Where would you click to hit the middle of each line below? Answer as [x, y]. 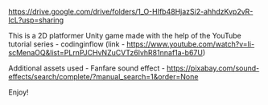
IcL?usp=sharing [36, 20]
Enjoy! [19, 92]
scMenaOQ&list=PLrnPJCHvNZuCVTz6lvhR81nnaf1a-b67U [106, 52]
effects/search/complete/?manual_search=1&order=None [103, 77]
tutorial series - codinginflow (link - [67, 44]
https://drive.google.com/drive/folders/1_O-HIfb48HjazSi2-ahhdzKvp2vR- [131, 12]
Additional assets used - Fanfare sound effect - [87, 68]
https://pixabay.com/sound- [213, 68]
